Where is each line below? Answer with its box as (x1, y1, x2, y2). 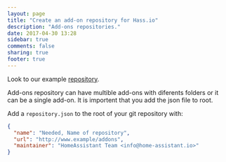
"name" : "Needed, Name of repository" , (13, 129, 131, 136)
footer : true (7, 56, 46, 63)
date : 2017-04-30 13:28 (7, 29, 77, 37)
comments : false (7, 43, 55, 50)
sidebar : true (7, 36, 49, 43)
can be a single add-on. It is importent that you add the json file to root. (7, 96, 213, 104)
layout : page (7, 10, 46, 17)
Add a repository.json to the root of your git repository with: (7, 109, 184, 117)
